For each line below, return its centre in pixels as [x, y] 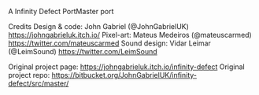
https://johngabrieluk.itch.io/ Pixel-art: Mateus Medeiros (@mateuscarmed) [130, 35]
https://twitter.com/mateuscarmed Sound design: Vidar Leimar [109, 43]
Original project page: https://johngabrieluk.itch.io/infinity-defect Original [127, 67]
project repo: [29, 75]
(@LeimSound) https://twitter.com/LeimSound [83, 51]
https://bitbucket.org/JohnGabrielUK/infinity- [124, 75]
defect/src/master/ [39, 83]
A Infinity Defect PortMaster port [61, 11]
